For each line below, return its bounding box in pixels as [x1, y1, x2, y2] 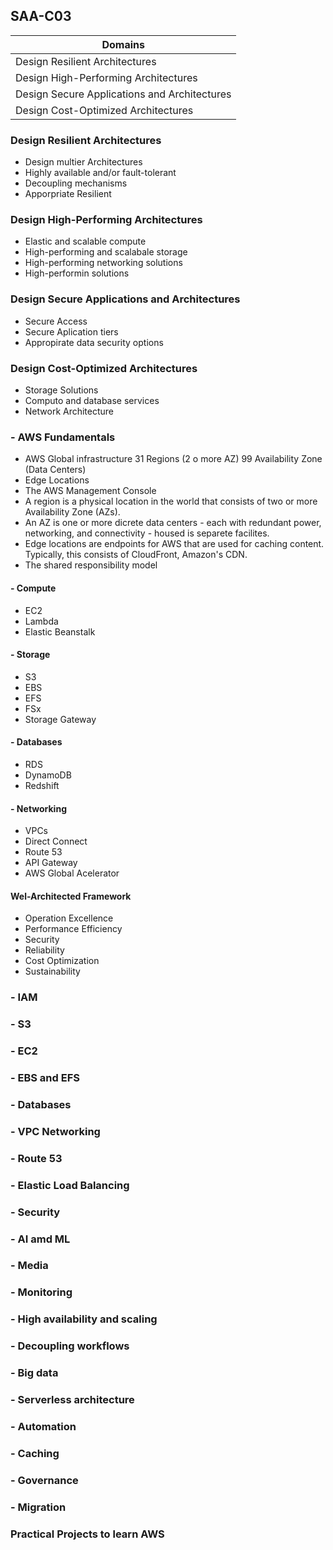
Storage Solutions [24, 384, 99, 396]
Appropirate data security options [24, 336, 164, 348]
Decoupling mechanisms [24, 177, 128, 189]
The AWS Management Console [24, 485, 157, 497]
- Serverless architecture [10, 1393, 135, 1407]
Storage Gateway [24, 713, 97, 725]
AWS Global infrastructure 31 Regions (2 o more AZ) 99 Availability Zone [24, 453, 323, 465]
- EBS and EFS [10, 1071, 80, 1084]
